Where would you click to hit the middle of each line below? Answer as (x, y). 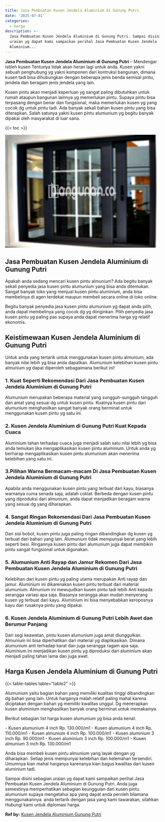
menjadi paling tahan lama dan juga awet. (47, 656)
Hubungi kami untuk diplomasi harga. (43, 805)
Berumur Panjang (26, 624)
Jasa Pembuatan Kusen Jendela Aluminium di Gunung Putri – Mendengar (81, 61)
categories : (17, 21)
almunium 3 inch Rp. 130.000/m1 (38, 744)
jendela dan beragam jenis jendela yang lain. (50, 82)
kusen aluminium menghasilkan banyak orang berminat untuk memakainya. (81, 709)
